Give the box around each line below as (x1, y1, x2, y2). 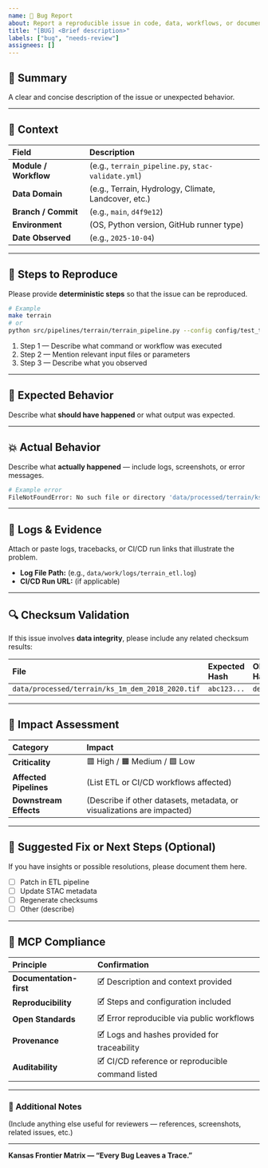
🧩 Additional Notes (8, 1101, 82, 1112)
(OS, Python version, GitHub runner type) (89, 219, 244, 230)
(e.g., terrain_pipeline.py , (89, 160, 191, 171)
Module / (12, 160, 48, 171)
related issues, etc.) (8, 1128, 73, 1138)
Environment (12, 219, 62, 230)
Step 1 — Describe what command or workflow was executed (19, 341, 223, 351)
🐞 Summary (8, 71, 68, 85)
